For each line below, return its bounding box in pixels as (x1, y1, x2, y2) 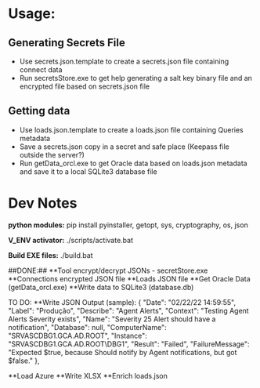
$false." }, (8, 356, 41, 365)
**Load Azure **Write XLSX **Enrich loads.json (8, 371, 168, 380)
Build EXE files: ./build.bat (8, 250, 93, 259)
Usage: (8, 5, 56, 23)
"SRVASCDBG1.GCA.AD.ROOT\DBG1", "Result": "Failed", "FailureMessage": (8, 339, 250, 349)
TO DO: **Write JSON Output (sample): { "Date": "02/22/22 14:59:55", (8, 297, 237, 306)
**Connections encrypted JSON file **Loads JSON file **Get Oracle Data (8, 274, 251, 283)
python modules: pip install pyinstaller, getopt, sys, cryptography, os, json (8, 220, 248, 230)
